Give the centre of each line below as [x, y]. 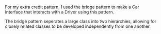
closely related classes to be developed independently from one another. [78, 26]
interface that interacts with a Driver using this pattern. [60, 12]
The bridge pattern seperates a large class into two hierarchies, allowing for [81, 21]
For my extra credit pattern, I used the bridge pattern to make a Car [72, 7]
